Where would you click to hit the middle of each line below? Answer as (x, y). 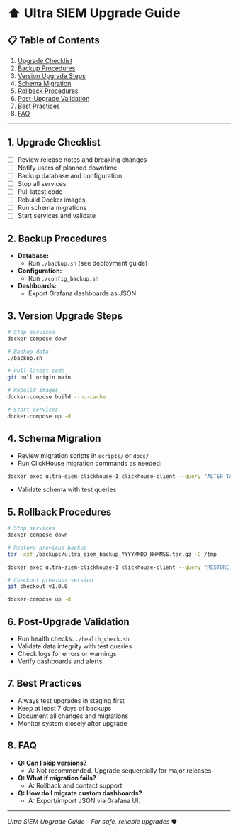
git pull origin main (39, 378)
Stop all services (42, 184)
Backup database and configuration (70, 175)
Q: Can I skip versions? (52, 763)
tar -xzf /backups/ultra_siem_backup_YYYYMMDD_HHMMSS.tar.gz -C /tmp (112, 554)
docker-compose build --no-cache (57, 397)
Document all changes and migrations (73, 716)
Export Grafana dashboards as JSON (82, 293)
